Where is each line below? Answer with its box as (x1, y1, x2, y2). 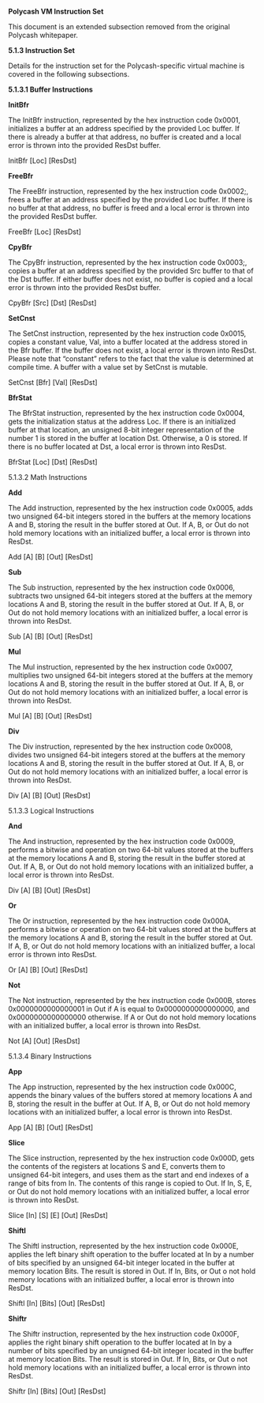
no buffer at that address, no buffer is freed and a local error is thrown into (8, 203, 250, 213)
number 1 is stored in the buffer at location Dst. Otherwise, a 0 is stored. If (8, 434, 248, 443)
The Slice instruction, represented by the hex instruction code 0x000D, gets (8, 1153, 255, 1163)
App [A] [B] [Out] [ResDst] (8, 1122, 94, 1132)
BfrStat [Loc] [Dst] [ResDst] (8, 458, 98, 466)
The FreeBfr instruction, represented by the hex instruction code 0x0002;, (8, 187, 249, 196)
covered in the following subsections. (8, 70, 130, 78)
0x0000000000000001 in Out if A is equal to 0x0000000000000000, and (8, 1004, 250, 1013)
